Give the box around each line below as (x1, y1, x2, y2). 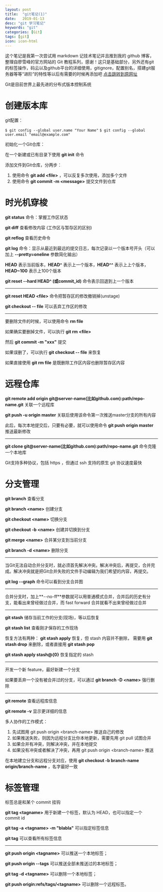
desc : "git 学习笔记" (5, 20, 46, 26)
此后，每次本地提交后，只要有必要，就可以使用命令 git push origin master (5, 422, 154, 428)
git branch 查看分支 (5, 495, 45, 501)
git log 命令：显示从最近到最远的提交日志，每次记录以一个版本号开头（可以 (5, 245, 155, 251)
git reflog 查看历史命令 (5, 235, 51, 241)
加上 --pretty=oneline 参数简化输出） (5, 251, 81, 257)
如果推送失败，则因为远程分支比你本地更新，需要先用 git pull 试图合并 (12, 735, 151, 741)
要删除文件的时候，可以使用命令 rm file (5, 318, 83, 324)
